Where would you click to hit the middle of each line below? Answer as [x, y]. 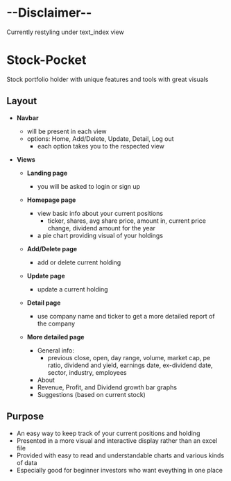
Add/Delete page [52, 248]
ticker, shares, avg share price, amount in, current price [127, 221]
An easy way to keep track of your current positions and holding [108, 433]
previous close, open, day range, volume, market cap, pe [129, 357]
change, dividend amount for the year [101, 228]
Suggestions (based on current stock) [92, 394]
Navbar [27, 118]
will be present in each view [67, 131]
